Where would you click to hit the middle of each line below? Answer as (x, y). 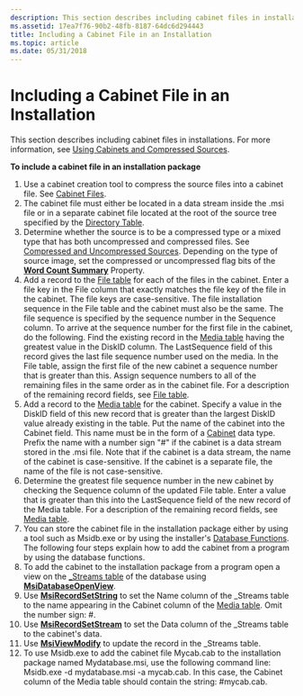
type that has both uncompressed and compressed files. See (136, 242)
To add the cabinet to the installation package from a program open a (151, 567)
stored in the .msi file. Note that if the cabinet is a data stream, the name (157, 452)
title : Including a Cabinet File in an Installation (111, 34)
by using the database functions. (84, 557)
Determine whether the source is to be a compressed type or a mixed (152, 232)
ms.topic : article (45, 43)
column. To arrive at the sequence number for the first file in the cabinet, (158, 328)
